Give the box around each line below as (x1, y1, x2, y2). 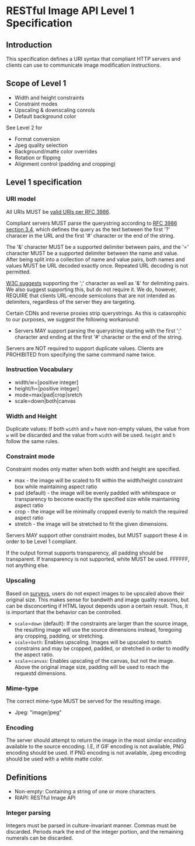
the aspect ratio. (14, 651, 54, 658)
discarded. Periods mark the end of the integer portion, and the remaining (6, 828, 184, 835)
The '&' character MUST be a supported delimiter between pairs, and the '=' (6, 243, 189, 250)
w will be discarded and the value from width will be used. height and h (6, 431, 176, 439)
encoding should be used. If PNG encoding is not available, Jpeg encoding (6, 749, 186, 756)
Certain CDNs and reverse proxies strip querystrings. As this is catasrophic (6, 309, 187, 317)
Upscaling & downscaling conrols (14, 107, 95, 114)
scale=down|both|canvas (14, 397, 76, 405)
